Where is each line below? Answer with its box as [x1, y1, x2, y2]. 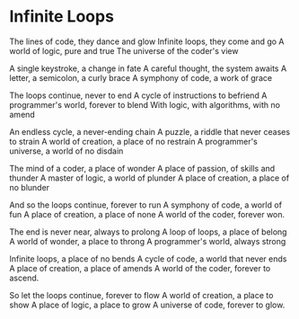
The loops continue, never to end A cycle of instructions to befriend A [9, 90, 268, 101]
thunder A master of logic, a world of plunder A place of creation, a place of [9, 173, 290, 183]
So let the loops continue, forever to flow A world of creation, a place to [9, 289, 274, 300]
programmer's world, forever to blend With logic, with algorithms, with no [9, 99, 281, 110]
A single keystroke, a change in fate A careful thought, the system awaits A [9, 63, 287, 74]
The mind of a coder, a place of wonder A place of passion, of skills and [9, 163, 276, 173]
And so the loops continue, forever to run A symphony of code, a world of [9, 199, 283, 210]
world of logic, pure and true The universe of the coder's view [9, 45, 239, 56]
